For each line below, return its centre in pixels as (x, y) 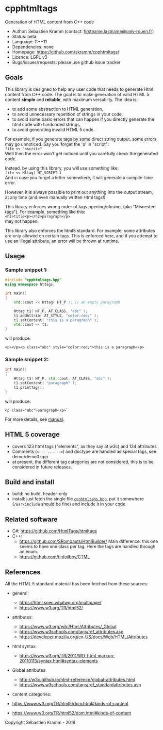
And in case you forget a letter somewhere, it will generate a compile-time (79, 177)
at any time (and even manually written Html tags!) (55, 197)
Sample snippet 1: (26, 270)
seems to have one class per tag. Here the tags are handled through (87, 547)
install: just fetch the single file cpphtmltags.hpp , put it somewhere (78, 499)
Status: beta (24, 36)
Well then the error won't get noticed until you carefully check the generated (81, 153)
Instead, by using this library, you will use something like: (62, 168)
